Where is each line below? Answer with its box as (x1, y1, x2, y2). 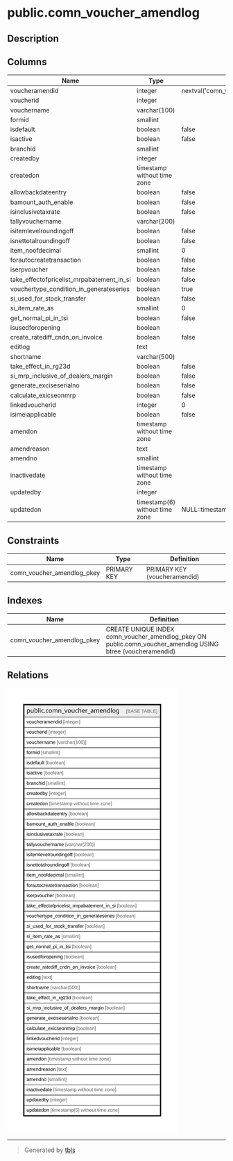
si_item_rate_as (10, 304, 54, 312)
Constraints (7, 535, 60, 546)
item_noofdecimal (10, 246, 61, 254)
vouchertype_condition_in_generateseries (10, 285, 130, 293)
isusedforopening (10, 323, 61, 331)
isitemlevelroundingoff (10, 227, 74, 235)
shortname (10, 352, 42, 360)
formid (10, 115, 29, 124)
